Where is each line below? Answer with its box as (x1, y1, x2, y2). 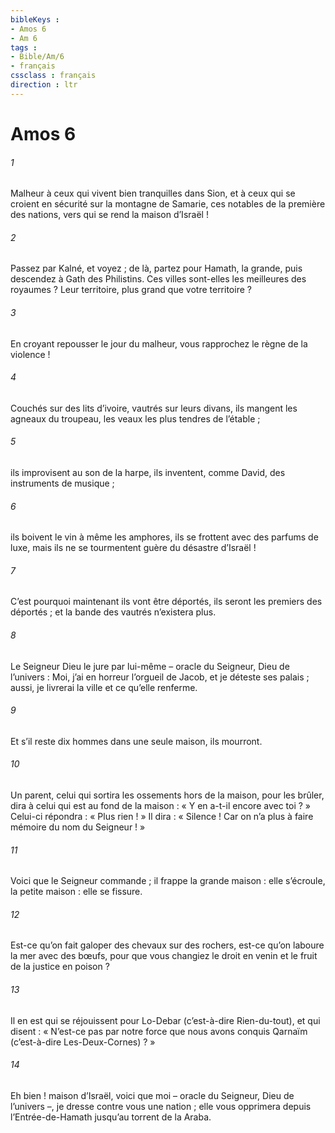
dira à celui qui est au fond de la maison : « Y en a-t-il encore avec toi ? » (10, 799, 311, 811)
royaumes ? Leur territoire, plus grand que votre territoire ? (10, 284, 252, 296)
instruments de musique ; (10, 477, 115, 489)
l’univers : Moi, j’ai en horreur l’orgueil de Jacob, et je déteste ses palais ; (10, 671, 310, 683)
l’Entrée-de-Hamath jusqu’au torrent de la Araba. (10, 1111, 212, 1123)
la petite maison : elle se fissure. (10, 886, 143, 898)
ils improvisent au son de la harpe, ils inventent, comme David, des (10, 466, 286, 478)
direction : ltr (10, 80, 78, 90)
